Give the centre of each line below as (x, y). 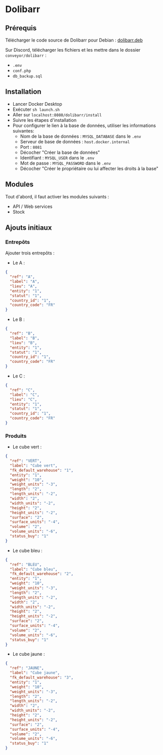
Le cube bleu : (28, 551)
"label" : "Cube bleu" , (34, 569)
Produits (16, 436)
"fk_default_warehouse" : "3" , (42, 678)
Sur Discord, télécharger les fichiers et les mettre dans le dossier (73, 50)
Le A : (19, 263)
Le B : (18, 319)
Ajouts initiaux (29, 228)
